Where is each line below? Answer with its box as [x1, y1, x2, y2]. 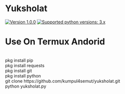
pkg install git [5, 68, 32, 74]
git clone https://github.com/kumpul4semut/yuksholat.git [5, 78, 121, 84]
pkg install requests [5, 62, 45, 68]
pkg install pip [5, 57, 33, 63]
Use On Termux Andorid [5, 36, 105, 47]
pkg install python [5, 73, 41, 78]
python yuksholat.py [5, 83, 47, 89]
